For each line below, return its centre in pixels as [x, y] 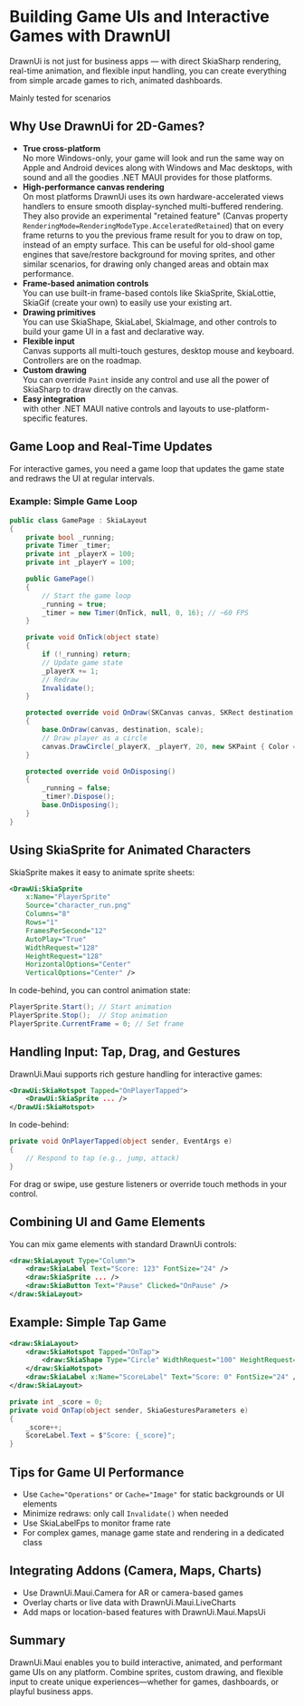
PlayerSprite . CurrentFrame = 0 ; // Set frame [96, 1024]
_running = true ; [74, 604]
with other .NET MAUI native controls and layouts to [119, 408]
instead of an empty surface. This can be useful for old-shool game [148, 244]
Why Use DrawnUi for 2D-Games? [107, 127]
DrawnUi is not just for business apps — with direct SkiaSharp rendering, [145, 61]
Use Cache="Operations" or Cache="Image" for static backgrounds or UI [153, 1495]
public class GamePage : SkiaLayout [78, 520]
